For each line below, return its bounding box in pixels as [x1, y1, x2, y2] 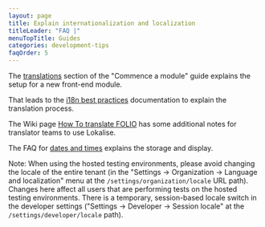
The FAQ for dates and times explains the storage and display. [8, 144, 214, 152]
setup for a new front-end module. [8, 79, 123, 89]
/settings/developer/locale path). [8, 210, 124, 219]
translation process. [8, 103, 75, 113]
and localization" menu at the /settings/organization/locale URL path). [8, 176, 249, 185]
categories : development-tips [8, 42, 110, 50]
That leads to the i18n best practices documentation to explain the [8, 95, 227, 104]
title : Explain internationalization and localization [8, 19, 196, 27]
